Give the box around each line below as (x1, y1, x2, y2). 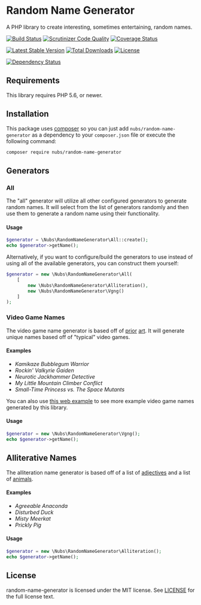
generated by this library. (6, 404, 68, 411)
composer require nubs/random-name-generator (6, 149, 121, 155)
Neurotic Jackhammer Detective (14, 373, 96, 380)
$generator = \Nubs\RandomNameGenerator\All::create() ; (6, 237, 148, 243)
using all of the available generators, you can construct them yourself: (6, 260, 179, 267)
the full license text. (6, 592, 55, 600)
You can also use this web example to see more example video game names (6, 397, 194, 404)
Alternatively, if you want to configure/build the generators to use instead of (6, 253, 193, 261)
